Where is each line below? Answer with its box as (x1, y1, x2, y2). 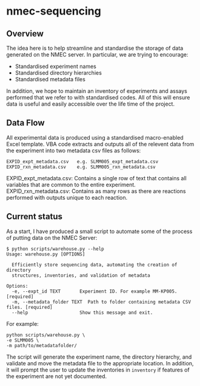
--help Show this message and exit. (12, 310, 153, 316)
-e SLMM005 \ (6, 337, 39, 344)
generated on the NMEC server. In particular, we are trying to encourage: (6, 51, 189, 58)
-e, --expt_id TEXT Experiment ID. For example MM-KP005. (12, 288, 178, 294)
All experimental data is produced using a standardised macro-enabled (6, 134, 184, 141)
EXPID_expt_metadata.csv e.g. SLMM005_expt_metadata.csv (6, 158, 159, 164)
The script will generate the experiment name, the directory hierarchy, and (6, 353, 192, 361)
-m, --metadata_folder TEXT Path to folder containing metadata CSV (12, 299, 191, 305)
